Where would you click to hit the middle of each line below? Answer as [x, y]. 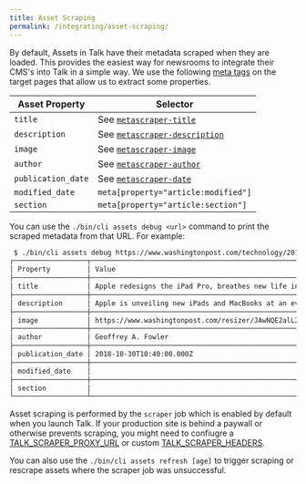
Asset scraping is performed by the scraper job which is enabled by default [151, 414]
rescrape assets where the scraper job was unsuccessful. [118, 470]
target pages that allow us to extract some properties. [110, 81]
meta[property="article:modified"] [174, 192]
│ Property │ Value [63, 270]
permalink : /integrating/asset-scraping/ [89, 26]
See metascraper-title [147, 119]
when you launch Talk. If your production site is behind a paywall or [136, 424]
